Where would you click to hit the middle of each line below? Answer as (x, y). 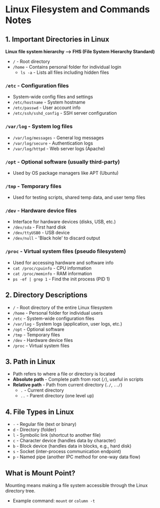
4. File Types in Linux (40, 412)
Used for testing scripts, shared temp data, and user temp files (79, 197)
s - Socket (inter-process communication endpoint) (67, 452)
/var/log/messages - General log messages (58, 137)
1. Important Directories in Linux (57, 39)
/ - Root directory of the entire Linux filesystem (63, 307)
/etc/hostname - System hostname (49, 102)
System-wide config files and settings (53, 97)
